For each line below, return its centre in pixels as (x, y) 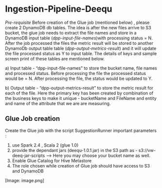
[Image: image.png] (25, 180)
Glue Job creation (33, 119)
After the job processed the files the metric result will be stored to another (79, 43)
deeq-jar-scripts (28, 155)
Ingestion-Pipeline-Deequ (59, 9)
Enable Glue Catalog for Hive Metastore (52, 160)
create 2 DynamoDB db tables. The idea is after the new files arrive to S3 (78, 27)
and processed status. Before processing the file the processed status (75, 73)
